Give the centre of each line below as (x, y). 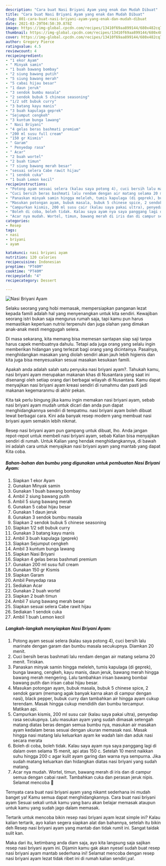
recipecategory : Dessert (31, 280)
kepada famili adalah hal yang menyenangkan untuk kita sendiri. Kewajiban (82, 314)
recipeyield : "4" (23, 276)
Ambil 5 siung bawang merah (42, 501)
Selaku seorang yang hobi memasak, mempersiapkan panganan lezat (76, 308)
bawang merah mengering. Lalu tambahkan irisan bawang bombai (80, 678)
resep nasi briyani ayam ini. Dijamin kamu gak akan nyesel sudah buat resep (83, 848)
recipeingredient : (24, 56)
